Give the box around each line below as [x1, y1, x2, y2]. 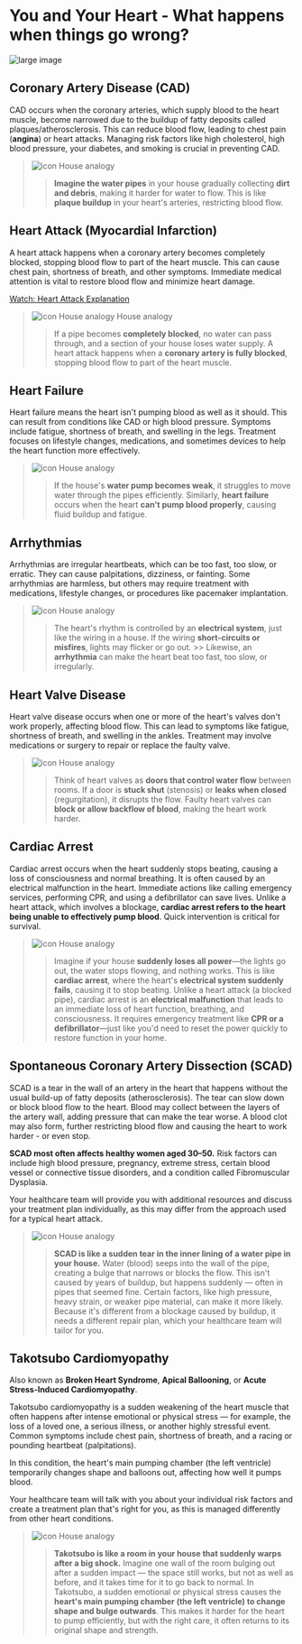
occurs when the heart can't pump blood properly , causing [53, 500, 277, 510]
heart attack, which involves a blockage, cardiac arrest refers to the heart [9, 901, 286, 912]
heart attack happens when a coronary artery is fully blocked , [53, 347, 288, 358]
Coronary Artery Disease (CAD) [9, 80, 191, 96]
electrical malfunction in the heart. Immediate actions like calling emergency [9, 882, 293, 893]
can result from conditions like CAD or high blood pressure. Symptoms [9, 417, 272, 427]
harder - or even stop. [9, 1130, 91, 1141]
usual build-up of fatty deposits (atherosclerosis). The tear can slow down [9, 1092, 285, 1103]
